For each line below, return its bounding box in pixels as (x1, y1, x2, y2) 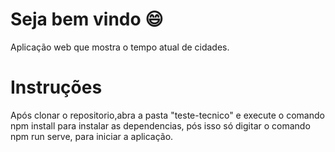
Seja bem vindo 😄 (10, 8, 164, 31)
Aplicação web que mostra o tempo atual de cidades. (10, 41, 230, 53)
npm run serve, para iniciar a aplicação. (10, 130, 174, 142)
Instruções (10, 76, 103, 99)
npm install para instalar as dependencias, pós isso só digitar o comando (10, 119, 311, 132)
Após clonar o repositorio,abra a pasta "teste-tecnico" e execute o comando (10, 109, 325, 121)
